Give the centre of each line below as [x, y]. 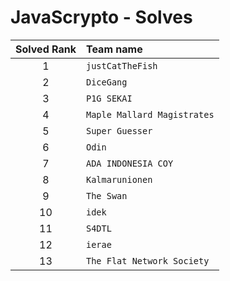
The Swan [106, 195]
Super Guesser [119, 130]
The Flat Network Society [147, 260]
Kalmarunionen [119, 179]
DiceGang [106, 82]
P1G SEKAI [109, 98]
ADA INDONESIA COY [129, 163]
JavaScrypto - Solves [101, 17]
